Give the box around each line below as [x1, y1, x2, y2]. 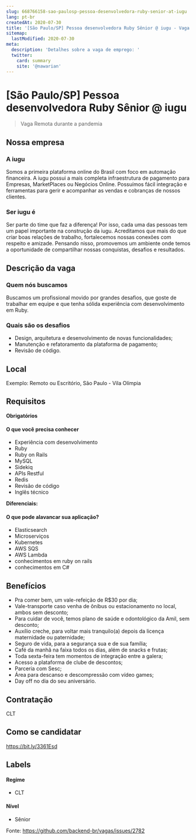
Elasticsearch [14, 527, 47, 534]
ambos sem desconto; [14, 609, 68, 616]
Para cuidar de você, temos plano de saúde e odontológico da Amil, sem [14, 615, 190, 622]
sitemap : [6, 31, 27, 36]
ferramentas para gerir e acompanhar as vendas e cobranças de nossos [6, 187, 180, 194]
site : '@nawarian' [16, 63, 61, 69]
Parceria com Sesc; [14, 665, 62, 672]
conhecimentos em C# [14, 564, 70, 571]
